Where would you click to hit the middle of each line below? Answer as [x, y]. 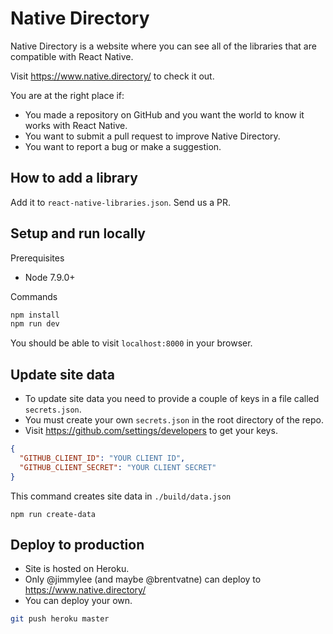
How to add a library [74, 178]
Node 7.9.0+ [50, 277]
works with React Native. [76, 125]
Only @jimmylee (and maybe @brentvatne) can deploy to [143, 579]
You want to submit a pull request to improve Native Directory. [152, 136]
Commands [34, 296]
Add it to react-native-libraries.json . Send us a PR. [121, 202]
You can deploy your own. [78, 601]
